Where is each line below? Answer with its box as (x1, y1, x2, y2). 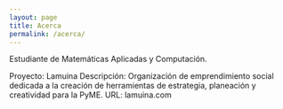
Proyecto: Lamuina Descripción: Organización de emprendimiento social (9, 71, 274, 82)
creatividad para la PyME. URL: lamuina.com (9, 90, 172, 100)
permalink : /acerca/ (9, 29, 86, 38)
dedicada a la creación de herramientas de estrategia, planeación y (9, 81, 256, 91)
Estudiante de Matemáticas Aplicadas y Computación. (9, 54, 207, 65)
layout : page (9, 12, 58, 22)
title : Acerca (9, 21, 62, 30)
